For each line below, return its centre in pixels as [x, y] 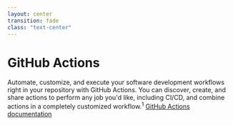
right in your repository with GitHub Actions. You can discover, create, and [117, 90]
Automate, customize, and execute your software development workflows [116, 82]
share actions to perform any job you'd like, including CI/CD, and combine [116, 98]
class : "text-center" [40, 27]
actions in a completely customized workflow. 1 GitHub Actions [99, 106]
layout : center [30, 14]
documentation [30, 114]
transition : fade [33, 21]
